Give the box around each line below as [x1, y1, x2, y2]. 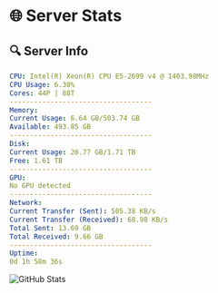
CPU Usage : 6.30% [9, 80, 75, 89]
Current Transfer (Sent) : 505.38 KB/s [9, 207, 156, 216]
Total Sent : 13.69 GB [9, 223, 92, 232]
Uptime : [9, 249, 39, 259]
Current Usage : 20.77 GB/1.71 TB [9, 147, 136, 157]
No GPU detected [9, 181, 71, 190]
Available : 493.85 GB [9, 122, 92, 132]
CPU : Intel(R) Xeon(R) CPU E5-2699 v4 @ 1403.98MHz [9, 72, 209, 81]
